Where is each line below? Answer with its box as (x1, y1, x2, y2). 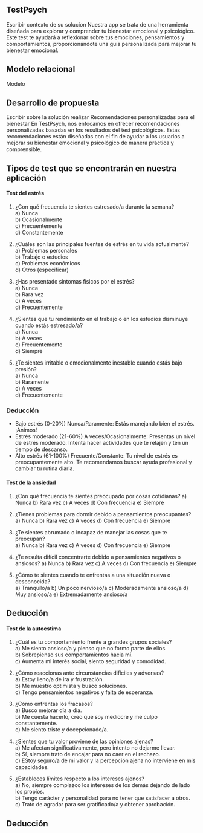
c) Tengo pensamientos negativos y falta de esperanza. (14, 689, 154, 696)
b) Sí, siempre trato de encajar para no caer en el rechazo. (14, 751, 161, 758)
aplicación (6, 172, 47, 183)
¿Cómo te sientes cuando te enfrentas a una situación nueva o (14, 571, 171, 579)
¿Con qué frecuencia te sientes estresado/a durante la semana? (14, 203, 175, 210)
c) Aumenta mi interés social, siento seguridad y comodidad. (14, 658, 166, 665)
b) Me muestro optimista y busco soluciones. (14, 682, 127, 690)
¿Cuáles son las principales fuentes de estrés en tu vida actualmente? (14, 241, 189, 248)
